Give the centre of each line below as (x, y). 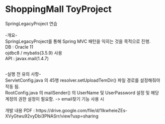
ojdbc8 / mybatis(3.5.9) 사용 (34, 53)
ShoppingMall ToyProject (58, 9)
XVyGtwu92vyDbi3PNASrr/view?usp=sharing (52, 116)
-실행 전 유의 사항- (23, 74)
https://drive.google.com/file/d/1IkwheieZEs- (82, 110)
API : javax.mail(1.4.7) (27, 58)
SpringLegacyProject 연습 (31, 23)
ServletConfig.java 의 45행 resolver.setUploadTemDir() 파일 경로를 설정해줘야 (83, 80)
